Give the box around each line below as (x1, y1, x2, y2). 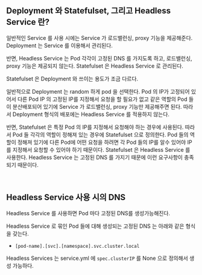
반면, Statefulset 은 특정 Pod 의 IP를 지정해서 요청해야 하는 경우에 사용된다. (6, 123, 184, 131)
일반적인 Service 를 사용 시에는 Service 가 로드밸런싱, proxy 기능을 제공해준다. (6, 34, 193, 41)
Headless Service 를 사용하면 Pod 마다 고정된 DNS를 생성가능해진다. (6, 209, 171, 216)
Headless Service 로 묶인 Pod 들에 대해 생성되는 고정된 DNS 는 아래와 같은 (6, 222, 185, 230)
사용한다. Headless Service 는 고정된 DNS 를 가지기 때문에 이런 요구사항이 (6, 154, 183, 161)
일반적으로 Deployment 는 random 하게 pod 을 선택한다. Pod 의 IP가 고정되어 (6, 88, 190, 95)
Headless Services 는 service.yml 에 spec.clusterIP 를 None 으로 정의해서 (6, 254, 188, 262)
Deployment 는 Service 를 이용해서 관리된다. (6, 42, 113, 49)
